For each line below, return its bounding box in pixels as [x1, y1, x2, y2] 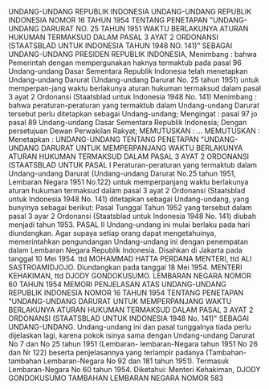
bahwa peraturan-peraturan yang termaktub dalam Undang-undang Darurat [8, 100, 259, 110]
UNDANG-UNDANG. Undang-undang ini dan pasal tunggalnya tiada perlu [8, 322, 251, 331]
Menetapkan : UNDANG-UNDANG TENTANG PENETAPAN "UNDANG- [8, 135, 238, 144]
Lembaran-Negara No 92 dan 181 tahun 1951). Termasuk [43, 356, 230, 366]
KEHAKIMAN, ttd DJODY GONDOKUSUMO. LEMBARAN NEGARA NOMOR [8, 271, 251, 280]
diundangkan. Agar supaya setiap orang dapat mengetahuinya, [8, 229, 217, 237]
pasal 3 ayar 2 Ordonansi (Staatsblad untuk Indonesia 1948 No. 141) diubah [8, 212, 257, 221]
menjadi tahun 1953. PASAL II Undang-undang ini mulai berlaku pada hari [8, 220, 251, 229]
